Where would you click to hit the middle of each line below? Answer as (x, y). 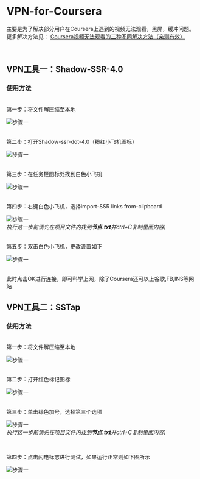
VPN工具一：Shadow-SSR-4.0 (65, 69)
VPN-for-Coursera (54, 11)
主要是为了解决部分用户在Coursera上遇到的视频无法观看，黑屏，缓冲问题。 (100, 29)
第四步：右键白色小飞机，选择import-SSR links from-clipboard (84, 206)
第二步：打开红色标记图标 (38, 380)
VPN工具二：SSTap (43, 307)
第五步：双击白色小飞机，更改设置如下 (54, 246)
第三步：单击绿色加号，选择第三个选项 (54, 412)
